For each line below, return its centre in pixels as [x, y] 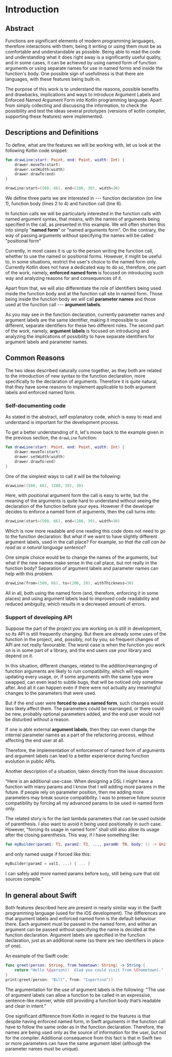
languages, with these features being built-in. [53, 79]
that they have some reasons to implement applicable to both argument [81, 386]
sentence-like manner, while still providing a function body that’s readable [83, 1000]
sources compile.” [24, 879]
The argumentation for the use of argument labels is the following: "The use [85, 990]
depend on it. [19, 656]
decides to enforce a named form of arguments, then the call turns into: [81, 512]
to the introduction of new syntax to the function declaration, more [76, 376]
